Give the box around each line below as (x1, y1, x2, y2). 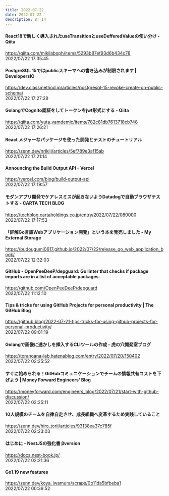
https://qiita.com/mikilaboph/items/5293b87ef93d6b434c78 (5, 50, 131, 56)
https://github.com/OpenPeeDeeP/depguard (5, 285, 97, 291)
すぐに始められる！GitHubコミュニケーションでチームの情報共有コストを (5, 371, 157, 376)
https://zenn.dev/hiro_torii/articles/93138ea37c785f (5, 423, 112, 429)
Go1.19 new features (5, 469, 48, 475)
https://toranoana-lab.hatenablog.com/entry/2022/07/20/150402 (5, 353, 140, 359)
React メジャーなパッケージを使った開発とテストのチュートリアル (5, 136, 142, 142)
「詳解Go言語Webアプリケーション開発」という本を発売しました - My (5, 229, 151, 235)
